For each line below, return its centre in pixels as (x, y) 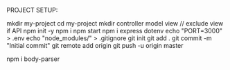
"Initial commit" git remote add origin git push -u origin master (95, 45)
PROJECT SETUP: (32, 10)
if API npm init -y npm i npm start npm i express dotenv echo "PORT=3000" (115, 31)
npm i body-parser (33, 59)
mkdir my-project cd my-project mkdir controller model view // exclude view (115, 23)
